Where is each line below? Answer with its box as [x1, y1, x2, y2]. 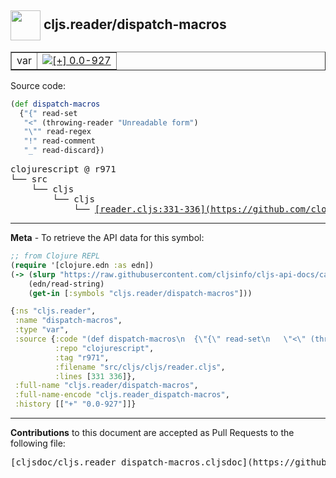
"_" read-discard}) [23, 146, 105, 156]
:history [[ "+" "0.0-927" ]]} [14, 399, 137, 410]
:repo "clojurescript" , [54, 343, 155, 353]
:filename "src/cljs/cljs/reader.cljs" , [54, 362, 226, 372]
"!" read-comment [23, 136, 97, 146]
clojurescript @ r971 [10, 164, 117, 175]
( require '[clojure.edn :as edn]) [10, 260, 155, 270]
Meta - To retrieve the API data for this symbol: [10, 232, 205, 244]
